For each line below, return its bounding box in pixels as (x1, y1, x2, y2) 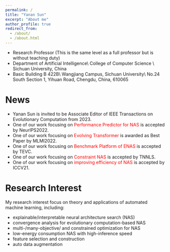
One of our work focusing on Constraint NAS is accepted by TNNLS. (12, 154, 156, 160)
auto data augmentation (12, 241, 63, 247)
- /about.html (10, 36, 40, 41)
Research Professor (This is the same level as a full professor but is (12, 49, 154, 56)
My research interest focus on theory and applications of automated (5, 199, 148, 205)
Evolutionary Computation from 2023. (12, 116, 92, 122)
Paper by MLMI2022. (12, 138, 57, 144)
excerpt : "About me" (5, 17, 49, 22)
